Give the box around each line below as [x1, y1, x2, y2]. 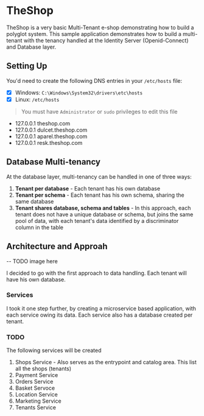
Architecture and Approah [6, 241, 108, 252]
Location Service [15, 391, 58, 398]
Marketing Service [15, 397, 62, 405]
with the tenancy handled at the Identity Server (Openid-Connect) [23, 37, 189, 44]
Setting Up [6, 61, 47, 71]
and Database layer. [6, 43, 57, 51]
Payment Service [15, 372, 58, 379]
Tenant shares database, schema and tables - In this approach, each [15, 204, 191, 211]
